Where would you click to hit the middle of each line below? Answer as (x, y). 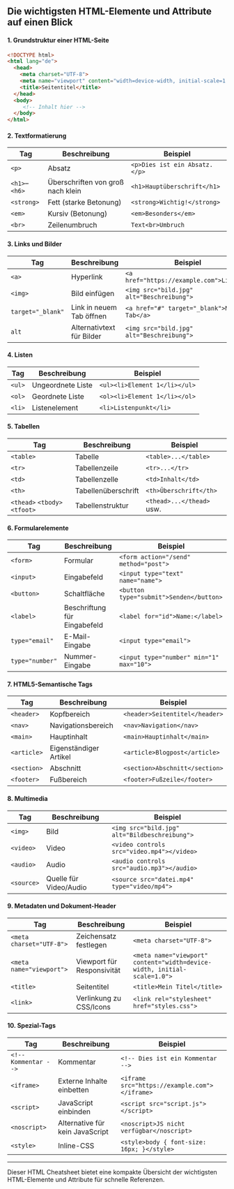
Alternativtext (93, 327)
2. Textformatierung (37, 135)
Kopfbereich (70, 714)
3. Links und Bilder (35, 244)
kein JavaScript (84, 1132)
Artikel (60, 757)
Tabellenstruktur (102, 505)
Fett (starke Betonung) (85, 202)
